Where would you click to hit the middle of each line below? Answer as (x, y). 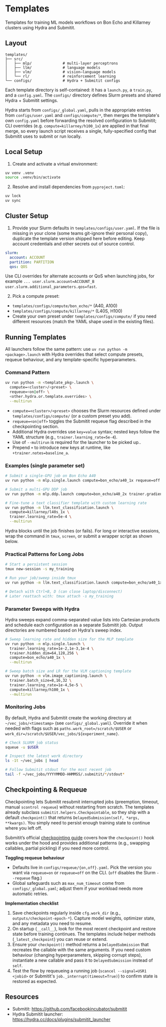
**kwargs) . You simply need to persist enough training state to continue (78, 822)
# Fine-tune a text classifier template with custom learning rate (76, 503)
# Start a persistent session (36, 565)
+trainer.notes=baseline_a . (41, 453)
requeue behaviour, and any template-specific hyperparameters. (71, 360)
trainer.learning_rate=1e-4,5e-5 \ (46, 685)
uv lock (13, 196)
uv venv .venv (20, 173)
